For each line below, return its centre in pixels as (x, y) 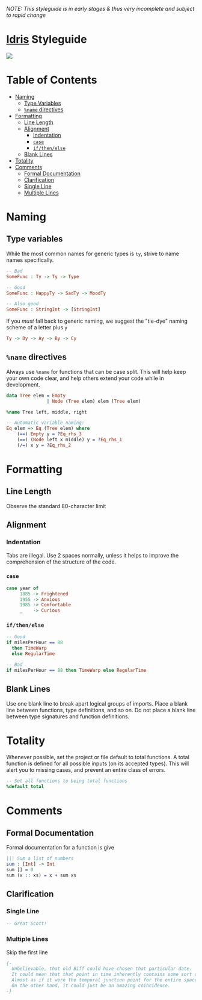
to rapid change (26, 15)
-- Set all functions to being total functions (67, 781)
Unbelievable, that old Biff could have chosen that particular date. (102, 969)
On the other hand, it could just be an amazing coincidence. (91, 986)
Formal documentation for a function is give (60, 848)
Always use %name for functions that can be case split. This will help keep (96, 371)
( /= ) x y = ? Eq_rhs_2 (44, 445)
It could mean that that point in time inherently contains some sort (102, 975)
